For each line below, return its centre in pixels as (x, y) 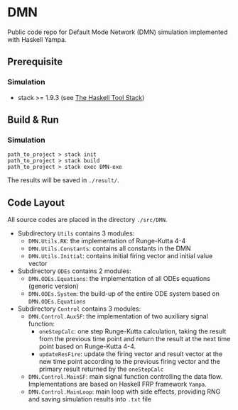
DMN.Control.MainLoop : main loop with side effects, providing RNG (124, 392)
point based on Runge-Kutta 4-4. (87, 347)
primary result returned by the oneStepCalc (101, 369)
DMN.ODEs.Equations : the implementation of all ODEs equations (119, 279)
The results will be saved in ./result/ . (63, 180)
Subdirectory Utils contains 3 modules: (76, 233)
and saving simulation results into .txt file (90, 399)
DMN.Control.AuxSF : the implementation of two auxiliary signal (118, 316)
